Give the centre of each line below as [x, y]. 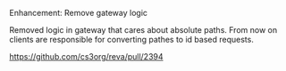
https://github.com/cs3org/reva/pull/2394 [86, 56]
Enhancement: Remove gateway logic [79, 13]
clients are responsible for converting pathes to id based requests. [132, 39]
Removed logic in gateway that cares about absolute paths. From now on [143, 30]
